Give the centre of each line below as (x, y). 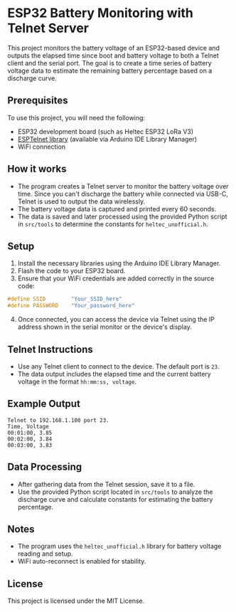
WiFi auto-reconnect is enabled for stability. (82, 561)
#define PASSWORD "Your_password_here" (71, 306)
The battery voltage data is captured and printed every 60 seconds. (117, 209)
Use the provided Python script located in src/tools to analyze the (115, 492)
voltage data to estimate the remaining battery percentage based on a (110, 70)
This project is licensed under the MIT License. (76, 601)
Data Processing (45, 467)
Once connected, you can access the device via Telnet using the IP (116, 320)
